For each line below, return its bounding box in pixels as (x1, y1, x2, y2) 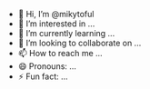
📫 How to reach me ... (17, 48, 103, 58)
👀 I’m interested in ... (17, 18, 95, 29)
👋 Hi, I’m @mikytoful (17, 9, 95, 19)
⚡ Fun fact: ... (17, 71, 68, 82)
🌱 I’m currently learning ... (17, 28, 115, 38)
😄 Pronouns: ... (17, 61, 77, 72)
